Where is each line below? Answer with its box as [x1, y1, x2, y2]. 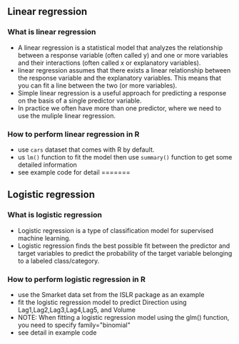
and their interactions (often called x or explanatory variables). [17, 58, 201, 67]
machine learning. [17, 234, 71, 242]
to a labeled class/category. [17, 256, 100, 265]
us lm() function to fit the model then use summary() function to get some [17, 152, 233, 161]
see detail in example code [17, 328, 97, 337]
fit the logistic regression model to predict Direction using [17, 298, 187, 306]
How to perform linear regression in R [7, 129, 140, 139]
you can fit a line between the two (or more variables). [17, 81, 178, 90]
